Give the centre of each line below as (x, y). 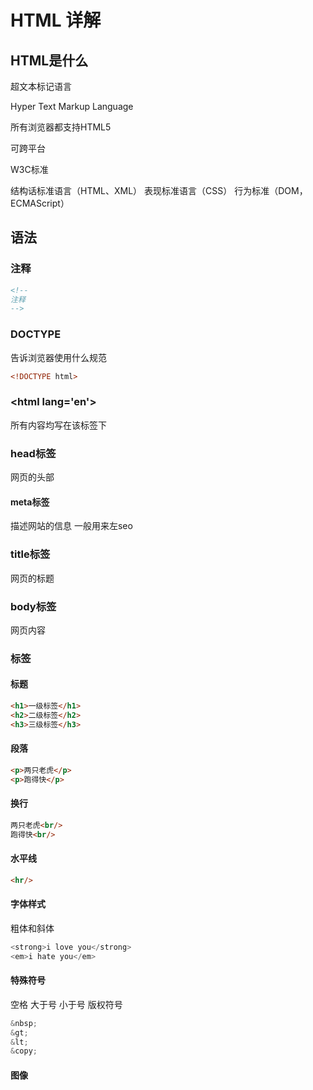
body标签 (33, 606)
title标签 (30, 554)
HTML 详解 (56, 20)
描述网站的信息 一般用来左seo (71, 526)
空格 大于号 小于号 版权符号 (66, 1004)
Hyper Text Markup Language (72, 106)
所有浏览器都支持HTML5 (61, 127)
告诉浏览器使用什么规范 (58, 357)
